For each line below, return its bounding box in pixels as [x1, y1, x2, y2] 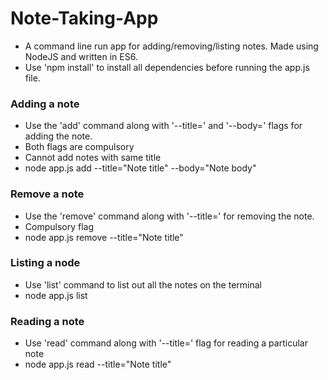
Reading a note [10, 314, 85, 328]
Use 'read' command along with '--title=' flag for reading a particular [24, 337, 308, 349]
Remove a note [10, 187, 85, 201]
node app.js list [24, 289, 88, 301]
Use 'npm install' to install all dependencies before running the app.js [24, 61, 310, 73]
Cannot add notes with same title [24, 152, 162, 164]
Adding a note [10, 97, 80, 111]
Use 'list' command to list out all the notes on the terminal [24, 278, 262, 291]
